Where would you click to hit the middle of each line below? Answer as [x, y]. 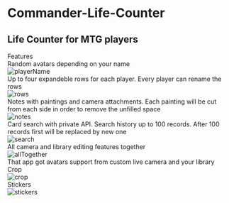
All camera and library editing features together [77, 147]
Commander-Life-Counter [86, 13]
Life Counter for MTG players [73, 39]
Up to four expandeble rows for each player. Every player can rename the [114, 79]
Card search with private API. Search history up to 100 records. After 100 [113, 124]
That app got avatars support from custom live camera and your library [111, 162]
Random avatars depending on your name [68, 64]
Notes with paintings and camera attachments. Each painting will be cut [112, 101]
